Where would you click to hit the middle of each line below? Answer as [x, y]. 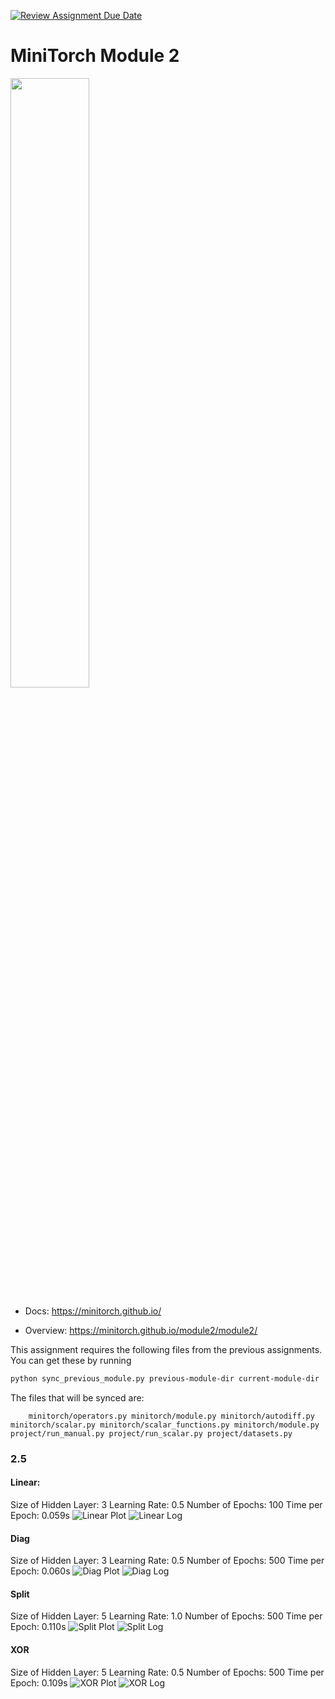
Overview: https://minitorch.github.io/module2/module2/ [141, 1330]
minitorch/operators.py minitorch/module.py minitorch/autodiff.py [171, 1416]
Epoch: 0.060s [40, 1571]
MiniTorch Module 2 [95, 56]
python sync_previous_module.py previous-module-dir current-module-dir [165, 1378]
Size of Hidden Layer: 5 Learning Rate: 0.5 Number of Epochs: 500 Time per [167, 1672]
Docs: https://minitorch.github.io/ [93, 1311]
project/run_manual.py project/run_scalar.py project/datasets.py [151, 1433]
